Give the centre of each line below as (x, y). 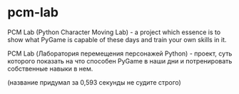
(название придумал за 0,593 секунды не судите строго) (95, 82)
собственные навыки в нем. (50, 68)
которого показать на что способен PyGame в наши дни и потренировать (120, 61)
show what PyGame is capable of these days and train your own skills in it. (117, 39)
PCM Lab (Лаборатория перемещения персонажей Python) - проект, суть (120, 53)
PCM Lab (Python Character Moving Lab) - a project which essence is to (114, 32)
